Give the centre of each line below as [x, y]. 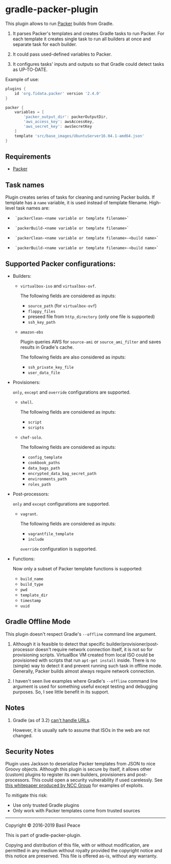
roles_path [39, 485]
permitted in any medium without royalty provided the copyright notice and [84, 851]
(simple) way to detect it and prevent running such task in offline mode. [88, 665]
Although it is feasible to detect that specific [59, 644]
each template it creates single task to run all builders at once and [82, 39]
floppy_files [42, 311]
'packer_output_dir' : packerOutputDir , [66, 117]
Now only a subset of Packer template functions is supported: [77, 569]
